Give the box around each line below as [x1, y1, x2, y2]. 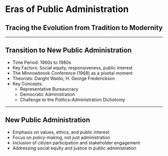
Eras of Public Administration [5, 3, 129, 15]
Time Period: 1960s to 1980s [12, 59, 71, 65]
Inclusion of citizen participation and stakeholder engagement [12, 139, 140, 145]
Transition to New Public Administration [5, 46, 132, 54]
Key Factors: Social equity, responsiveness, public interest [12, 64, 133, 70]
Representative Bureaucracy [19, 86, 78, 92]
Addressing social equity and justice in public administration [12, 145, 136, 151]
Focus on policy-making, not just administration [12, 134, 110, 140]
